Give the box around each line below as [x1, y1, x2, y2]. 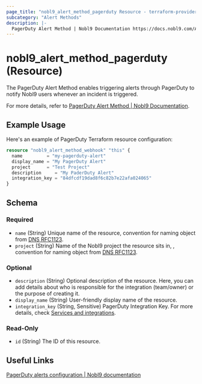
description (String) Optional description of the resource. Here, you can [14, 277, 194, 285]
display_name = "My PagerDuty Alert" [11, 158, 106, 164]
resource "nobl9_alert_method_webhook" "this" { [6, 147, 130, 153]
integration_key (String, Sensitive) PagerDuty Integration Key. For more [14, 303, 194, 310]
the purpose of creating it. [14, 290, 80, 297]
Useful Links [6, 355, 54, 365]
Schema [6, 197, 38, 208]
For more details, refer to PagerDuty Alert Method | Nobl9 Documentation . [6, 102, 190, 110]
